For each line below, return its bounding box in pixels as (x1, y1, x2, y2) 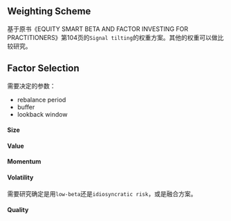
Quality (7, 206, 29, 214)
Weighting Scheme (7, 6, 91, 17)
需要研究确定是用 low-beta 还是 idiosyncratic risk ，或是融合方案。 (7, 189, 197, 198)
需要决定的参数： (7, 81, 56, 90)
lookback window (17, 110, 68, 118)
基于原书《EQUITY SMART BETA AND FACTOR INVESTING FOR (7, 24, 189, 33)
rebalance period (17, 95, 66, 104)
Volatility (7, 173, 34, 182)
